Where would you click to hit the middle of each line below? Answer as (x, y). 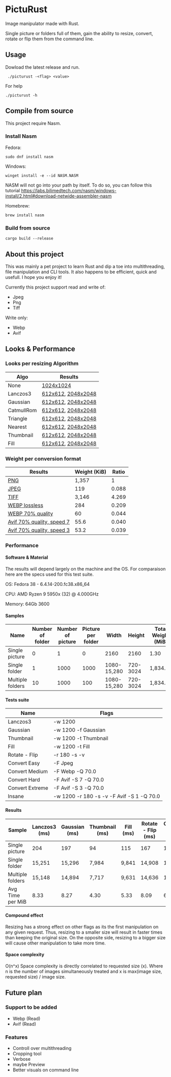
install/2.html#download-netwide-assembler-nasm (59, 196)
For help (14, 86)
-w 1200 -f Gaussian (79, 730)
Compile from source (39, 111)
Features (17, 1037)
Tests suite (17, 700)
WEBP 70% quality (31, 514)
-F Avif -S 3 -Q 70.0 (79, 788)
